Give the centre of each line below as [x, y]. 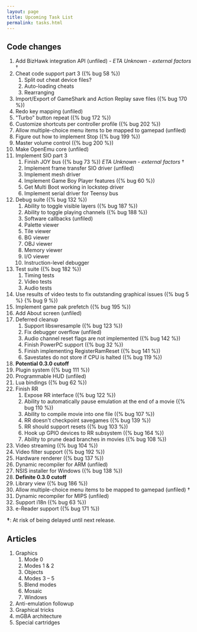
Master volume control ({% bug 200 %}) [64, 143]
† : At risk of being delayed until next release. [61, 520]
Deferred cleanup [37, 320]
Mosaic [33, 591]
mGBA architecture [38, 616]
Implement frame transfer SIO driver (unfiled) [79, 168]
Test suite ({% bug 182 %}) [48, 269]
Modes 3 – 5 [39, 578]
